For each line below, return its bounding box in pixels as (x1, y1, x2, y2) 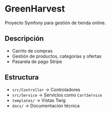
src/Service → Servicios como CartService (12, 92, 102, 98)
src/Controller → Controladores (12, 86, 80, 92)
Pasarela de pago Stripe (12, 59, 63, 65)
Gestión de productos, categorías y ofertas (12, 53, 102, 59)
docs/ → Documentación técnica (12, 102, 80, 108)
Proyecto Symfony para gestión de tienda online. (5, 20, 106, 26)
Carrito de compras (12, 47, 53, 53)
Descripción (5, 34, 44, 43)
